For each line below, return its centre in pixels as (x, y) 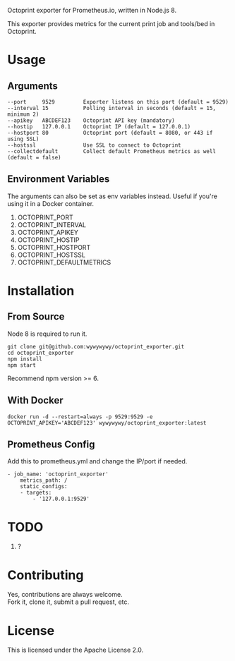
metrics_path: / (44, 480)
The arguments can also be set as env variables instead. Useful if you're (112, 196)
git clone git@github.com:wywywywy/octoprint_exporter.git (96, 346)
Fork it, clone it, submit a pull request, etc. (68, 602)
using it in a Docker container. (50, 203)
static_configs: (44, 487)
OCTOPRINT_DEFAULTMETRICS (64, 262)
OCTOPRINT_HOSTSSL (52, 255)
